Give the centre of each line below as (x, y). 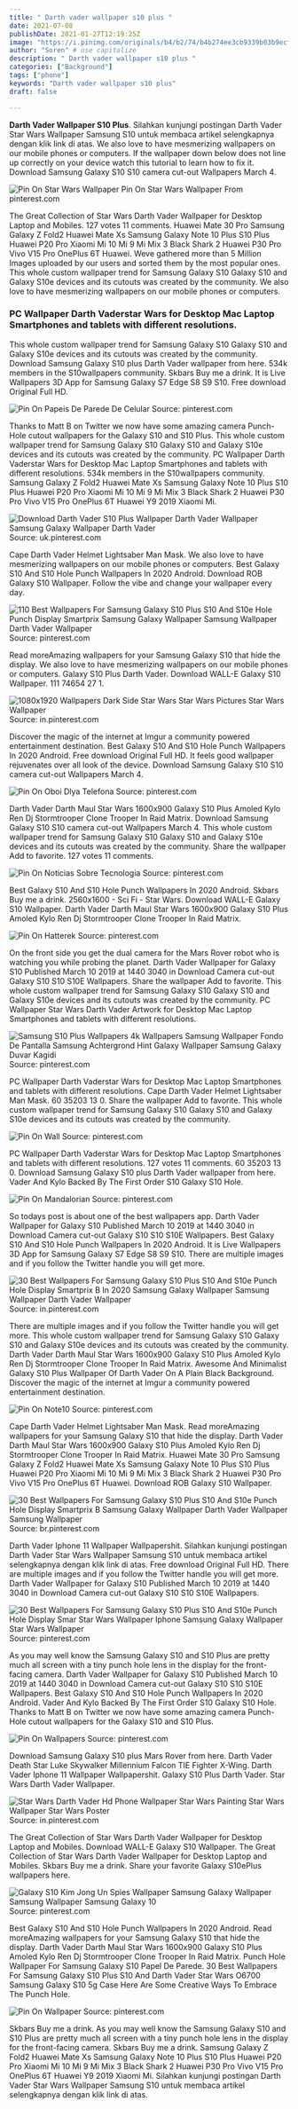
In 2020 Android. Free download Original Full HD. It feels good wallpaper (141, 755)
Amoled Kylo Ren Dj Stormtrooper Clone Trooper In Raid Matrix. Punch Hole (148, 1956)
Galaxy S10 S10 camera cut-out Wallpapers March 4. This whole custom (141, 827)
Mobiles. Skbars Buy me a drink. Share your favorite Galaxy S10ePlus (135, 1865)
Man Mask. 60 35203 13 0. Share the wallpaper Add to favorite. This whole (146, 1100)
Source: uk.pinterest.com (55, 537)
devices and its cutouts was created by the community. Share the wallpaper (148, 846)
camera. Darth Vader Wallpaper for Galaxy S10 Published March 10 (156, 1674)
